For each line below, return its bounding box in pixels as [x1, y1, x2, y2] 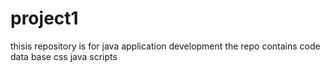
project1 [10, 7, 79, 30]
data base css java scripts [10, 50, 118, 62]
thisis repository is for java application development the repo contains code [10, 40, 321, 52]
